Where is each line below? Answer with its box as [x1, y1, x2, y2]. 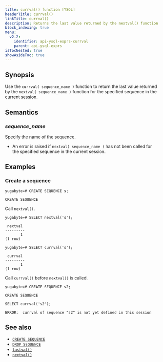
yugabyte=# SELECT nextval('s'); [5, 215, 73, 220]
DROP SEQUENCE [12, 342, 41, 347]
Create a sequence [5, 177, 51, 184]
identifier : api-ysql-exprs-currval [14, 39, 89, 44]
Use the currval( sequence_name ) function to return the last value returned [5, 84, 157, 89]
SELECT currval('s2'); [5, 301, 51, 306]
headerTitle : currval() [5, 12, 54, 17]
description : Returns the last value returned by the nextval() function [5, 21, 159, 26]
